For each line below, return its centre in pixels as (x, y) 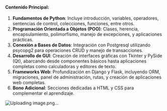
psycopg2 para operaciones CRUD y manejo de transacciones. (78, 50)
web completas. (29, 83)
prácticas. (23, 40)
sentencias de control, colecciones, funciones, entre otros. (73, 24)
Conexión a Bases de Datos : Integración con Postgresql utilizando (81, 45)
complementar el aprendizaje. (43, 93)
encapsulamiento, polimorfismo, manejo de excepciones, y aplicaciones (87, 34)
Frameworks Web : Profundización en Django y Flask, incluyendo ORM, (86, 72)
